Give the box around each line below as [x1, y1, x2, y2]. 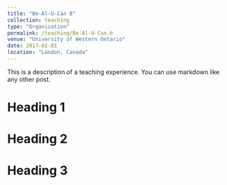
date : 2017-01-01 [7, 42, 58, 49]
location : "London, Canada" [7, 49, 89, 56]
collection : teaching [7, 17, 70, 24]
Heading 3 [7, 163, 68, 179]
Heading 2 [7, 131, 68, 147]
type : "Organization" [7, 23, 70, 30]
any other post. [7, 75, 51, 83]
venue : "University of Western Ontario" [7, 36, 126, 43]
